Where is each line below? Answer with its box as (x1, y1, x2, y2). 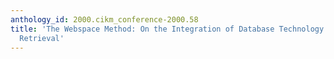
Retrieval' (19, 33, 65, 43)
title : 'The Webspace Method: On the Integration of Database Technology (10, 24, 325, 34)
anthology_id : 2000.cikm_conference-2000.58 (10, 14, 199, 25)
